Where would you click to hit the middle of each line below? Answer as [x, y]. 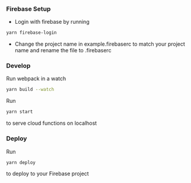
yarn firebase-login [32, 33]
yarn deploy [21, 162]
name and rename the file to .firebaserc [63, 51]
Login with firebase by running [52, 22]
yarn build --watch [30, 90]
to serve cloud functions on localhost [52, 123]
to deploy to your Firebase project [47, 173]
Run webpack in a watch [36, 78]
